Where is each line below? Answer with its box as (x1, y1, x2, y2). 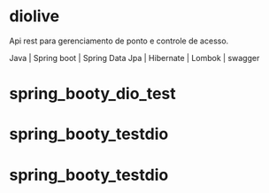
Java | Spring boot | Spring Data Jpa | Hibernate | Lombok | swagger (9, 52, 260, 63)
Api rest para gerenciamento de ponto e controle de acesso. (9, 35, 229, 46)
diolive (9, 6, 60, 27)
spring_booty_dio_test (9, 84, 177, 104)
